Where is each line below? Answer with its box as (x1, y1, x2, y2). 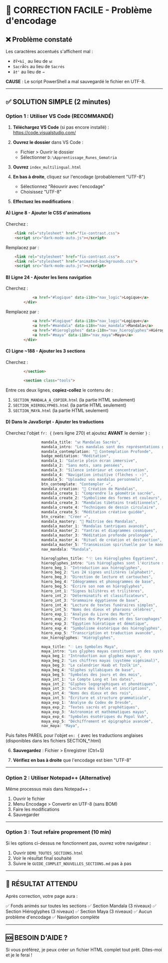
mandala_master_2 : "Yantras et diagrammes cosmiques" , (41, 528, 158, 533)
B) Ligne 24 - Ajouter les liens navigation (5, 274, 92, 280)
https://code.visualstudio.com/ (12, 129, 76, 135)
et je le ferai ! (5, 952, 33, 958)
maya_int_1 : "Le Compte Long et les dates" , (41, 677, 136, 682)
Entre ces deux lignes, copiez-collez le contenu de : (5, 387, 114, 393)
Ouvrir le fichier (12, 796, 45, 802)
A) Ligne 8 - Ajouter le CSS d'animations (5, 210, 91, 216)
